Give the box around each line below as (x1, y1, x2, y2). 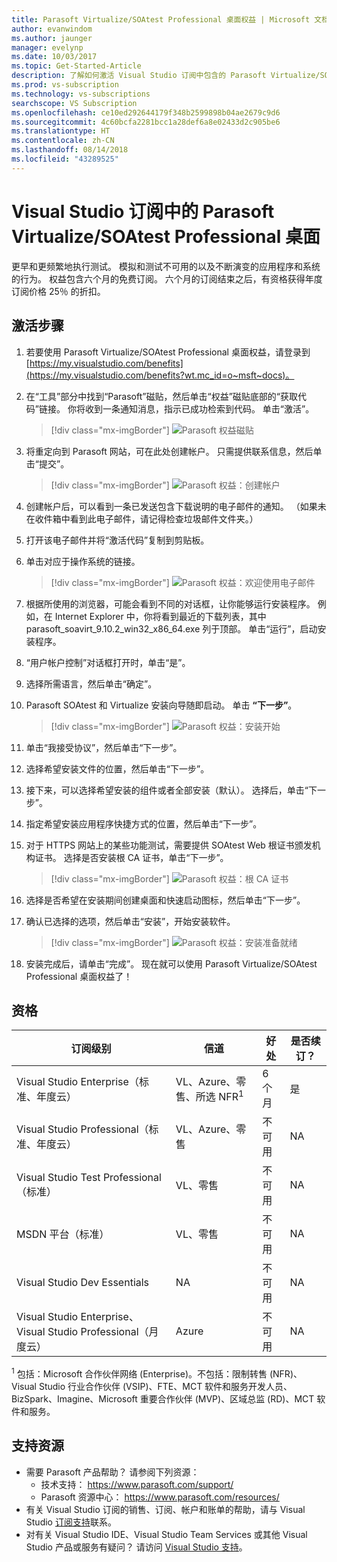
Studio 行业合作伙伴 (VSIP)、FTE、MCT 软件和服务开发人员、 (38, 1380, 293, 1392)
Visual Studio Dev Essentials (16, 1276, 150, 1290)
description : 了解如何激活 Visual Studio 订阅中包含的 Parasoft (11, 71, 267, 81)
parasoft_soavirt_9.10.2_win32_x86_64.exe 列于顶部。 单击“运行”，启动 (25, 622, 318, 635)
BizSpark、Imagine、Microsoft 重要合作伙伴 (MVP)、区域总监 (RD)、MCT (11, 1392, 315, 1405)
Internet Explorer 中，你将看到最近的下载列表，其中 (54, 610, 267, 622)
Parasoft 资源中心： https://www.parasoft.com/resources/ (40, 1491, 280, 1503)
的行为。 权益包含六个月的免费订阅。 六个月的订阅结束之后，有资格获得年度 (11, 272, 323, 285)
